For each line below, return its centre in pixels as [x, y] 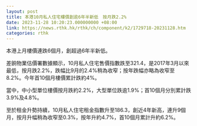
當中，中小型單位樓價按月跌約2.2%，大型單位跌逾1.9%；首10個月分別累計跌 [99, 90]
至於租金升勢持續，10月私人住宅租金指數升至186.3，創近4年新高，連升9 [93, 110]
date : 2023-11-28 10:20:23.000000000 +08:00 [62, 22]
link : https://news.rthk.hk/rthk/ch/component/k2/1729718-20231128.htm [96, 28]
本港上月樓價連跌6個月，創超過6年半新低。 [58, 51]
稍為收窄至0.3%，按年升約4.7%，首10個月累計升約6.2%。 [108, 117]
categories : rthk [27, 33]
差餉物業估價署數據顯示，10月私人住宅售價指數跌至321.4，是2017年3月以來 [98, 63]
